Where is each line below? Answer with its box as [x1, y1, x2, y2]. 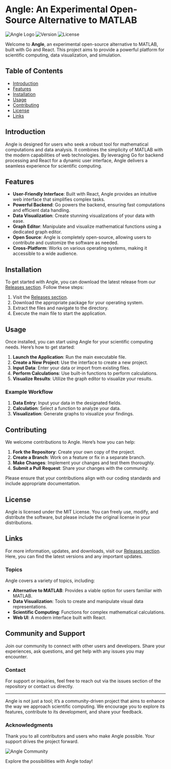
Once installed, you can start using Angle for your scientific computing [5, 339, 154, 344]
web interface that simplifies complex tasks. [12, 196, 105, 202]
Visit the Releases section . [12, 294, 68, 300]
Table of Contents [5, 67, 64, 75]
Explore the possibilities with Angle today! [5, 758, 93, 764]
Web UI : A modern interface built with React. [12, 615, 107, 621]
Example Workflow [5, 388, 53, 395]
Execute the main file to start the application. [12, 310, 107, 316]
